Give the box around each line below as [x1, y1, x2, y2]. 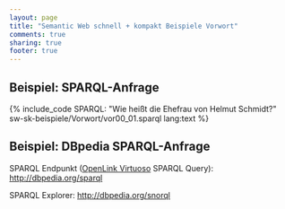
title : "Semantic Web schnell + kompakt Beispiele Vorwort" [9, 22, 239, 30]
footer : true [9, 47, 58, 56]
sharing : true [9, 38, 63, 48]
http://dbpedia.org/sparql [9, 172, 103, 183]
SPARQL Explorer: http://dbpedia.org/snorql [9, 189, 170, 200]
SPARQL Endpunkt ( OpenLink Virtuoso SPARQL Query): [9, 162, 214, 173]
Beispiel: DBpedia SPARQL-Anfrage [9, 139, 211, 154]
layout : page [9, 13, 58, 22]
